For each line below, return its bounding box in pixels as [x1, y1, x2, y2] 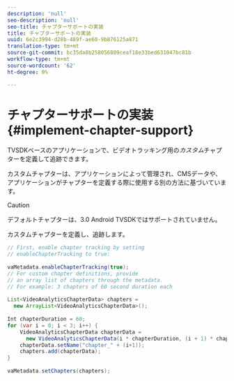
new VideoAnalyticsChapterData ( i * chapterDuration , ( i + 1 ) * [25, 335, 214, 342]
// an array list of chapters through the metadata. [7, 276, 164, 283]
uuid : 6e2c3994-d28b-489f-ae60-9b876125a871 [7, 36, 139, 43]
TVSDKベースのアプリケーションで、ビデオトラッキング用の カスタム [7, 146, 204, 154]
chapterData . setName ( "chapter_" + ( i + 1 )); [19, 341, 145, 349]
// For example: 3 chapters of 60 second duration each [7, 283, 173, 290]
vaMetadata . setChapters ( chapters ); [7, 368, 111, 375]
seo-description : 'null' [7, 17, 79, 24]
